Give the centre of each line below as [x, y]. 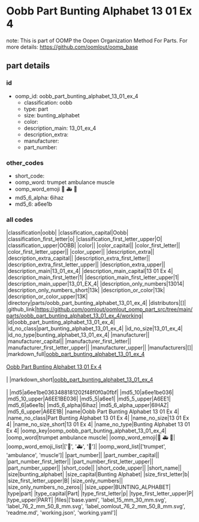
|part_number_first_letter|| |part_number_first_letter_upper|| [80, 462]
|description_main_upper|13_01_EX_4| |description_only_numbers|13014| [95, 284]
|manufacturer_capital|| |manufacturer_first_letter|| [69, 342]
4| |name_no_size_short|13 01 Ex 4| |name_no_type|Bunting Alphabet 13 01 [98, 425]
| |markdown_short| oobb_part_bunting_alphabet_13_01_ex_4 [80, 379]
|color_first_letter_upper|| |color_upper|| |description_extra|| [80, 252]
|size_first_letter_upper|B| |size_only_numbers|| [64, 481]
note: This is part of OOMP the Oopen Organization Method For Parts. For [97, 40]
